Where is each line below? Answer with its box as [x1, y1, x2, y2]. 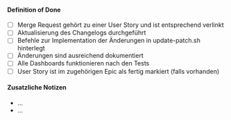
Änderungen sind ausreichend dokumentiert [17, 52, 144, 60]
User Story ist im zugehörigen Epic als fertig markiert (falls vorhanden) [17, 67, 220, 75]
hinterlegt [17, 44, 45, 52]
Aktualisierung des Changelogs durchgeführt [17, 28, 146, 37]
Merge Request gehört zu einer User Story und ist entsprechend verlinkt [17, 21, 224, 29]
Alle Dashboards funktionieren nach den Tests [17, 59, 150, 68]
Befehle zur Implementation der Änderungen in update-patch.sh [17, 37, 201, 45]
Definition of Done [7, 6, 61, 14]
